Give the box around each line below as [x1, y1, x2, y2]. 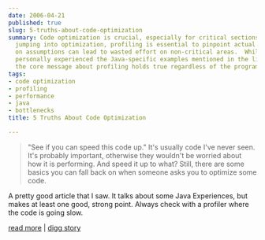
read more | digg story [8, 223, 81, 232]
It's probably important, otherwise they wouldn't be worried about [27, 150, 242, 160]
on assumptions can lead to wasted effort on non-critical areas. [15, 48, 238, 56]
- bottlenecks [8, 107, 55, 115]
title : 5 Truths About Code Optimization [8, 114, 147, 122]
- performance [8, 92, 55, 100]
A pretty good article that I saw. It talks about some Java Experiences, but [8, 190, 248, 201]
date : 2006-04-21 [8, 11, 65, 20]
